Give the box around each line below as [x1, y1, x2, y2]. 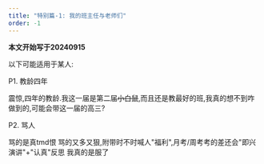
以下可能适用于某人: [8, 59, 74, 69]
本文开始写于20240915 [8, 42, 86, 52]
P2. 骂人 [8, 120, 36, 130]
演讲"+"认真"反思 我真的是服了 [8, 147, 110, 157]
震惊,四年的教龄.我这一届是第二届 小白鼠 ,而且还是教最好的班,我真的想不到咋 [8, 93, 255, 102]
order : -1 [8, 19, 42, 27]
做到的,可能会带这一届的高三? [8, 103, 106, 113]
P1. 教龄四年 [8, 76, 48, 86]
